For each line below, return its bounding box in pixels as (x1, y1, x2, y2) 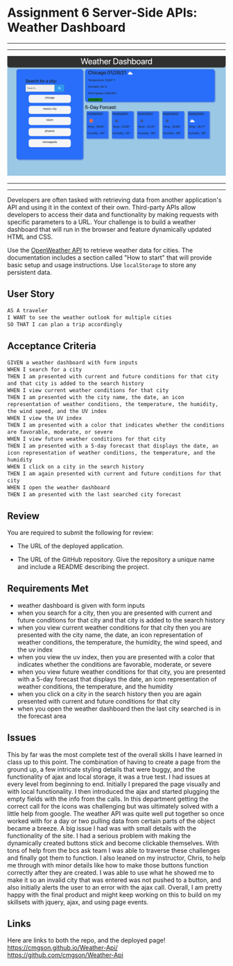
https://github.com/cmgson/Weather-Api (7, 951, 123, 959)
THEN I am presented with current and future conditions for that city (7, 373, 218, 380)
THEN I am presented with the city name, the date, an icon (7, 394, 185, 401)
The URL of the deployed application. (17, 542, 124, 550)
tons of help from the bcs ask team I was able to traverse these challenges (7, 846, 221, 854)
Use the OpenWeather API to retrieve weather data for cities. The (7, 246, 193, 254)
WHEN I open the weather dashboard (7, 484, 110, 491)
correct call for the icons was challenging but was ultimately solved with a (7, 802, 218, 810)
